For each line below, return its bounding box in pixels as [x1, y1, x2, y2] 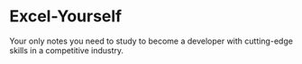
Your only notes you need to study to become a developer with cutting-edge [9, 36, 293, 46]
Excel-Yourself [9, 6, 123, 27]
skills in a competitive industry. [9, 44, 124, 55]
